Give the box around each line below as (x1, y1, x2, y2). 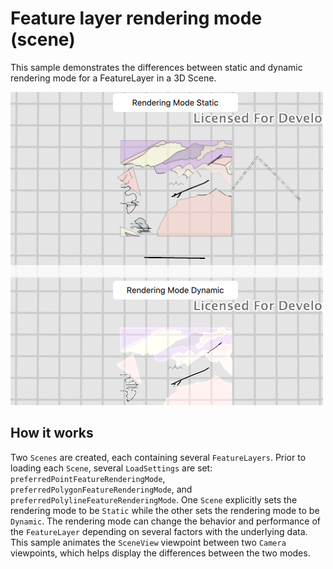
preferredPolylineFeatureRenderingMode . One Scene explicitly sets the (10, 493, 298, 506)
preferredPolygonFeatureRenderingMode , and (10, 483, 193, 495)
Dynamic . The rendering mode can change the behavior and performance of (10, 515, 322, 527)
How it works (10, 425, 94, 442)
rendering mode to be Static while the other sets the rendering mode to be (10, 504, 320, 516)
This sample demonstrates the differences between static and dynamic (10, 61, 303, 73)
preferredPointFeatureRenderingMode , (10, 472, 166, 484)
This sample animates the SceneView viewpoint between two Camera (10, 536, 287, 548)
